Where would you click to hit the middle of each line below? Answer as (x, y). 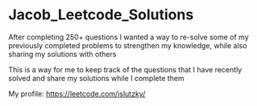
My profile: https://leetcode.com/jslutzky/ (77, 93)
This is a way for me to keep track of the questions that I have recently (125, 69)
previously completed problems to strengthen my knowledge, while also (128, 45)
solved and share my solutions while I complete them (97, 78)
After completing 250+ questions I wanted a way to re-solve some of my (129, 37)
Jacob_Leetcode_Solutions (101, 15)
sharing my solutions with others (62, 54)
